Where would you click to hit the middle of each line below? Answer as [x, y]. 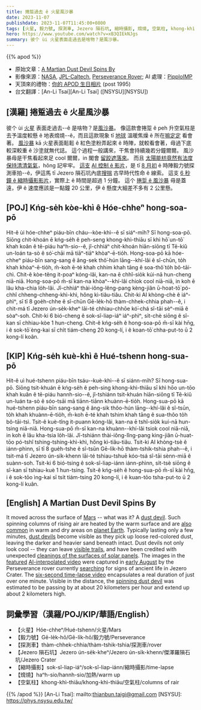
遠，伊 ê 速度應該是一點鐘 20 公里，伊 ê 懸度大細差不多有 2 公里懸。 [91, 188]
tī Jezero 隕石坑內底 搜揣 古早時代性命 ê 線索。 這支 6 [118, 173]
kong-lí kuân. [22, 484]
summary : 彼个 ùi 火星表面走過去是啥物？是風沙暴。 [64, 40]
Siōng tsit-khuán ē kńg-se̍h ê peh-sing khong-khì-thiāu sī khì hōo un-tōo [105, 388]
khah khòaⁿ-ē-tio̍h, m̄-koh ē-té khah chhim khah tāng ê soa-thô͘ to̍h [90, 267]
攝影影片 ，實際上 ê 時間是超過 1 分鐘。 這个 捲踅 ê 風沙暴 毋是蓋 [107, 180]
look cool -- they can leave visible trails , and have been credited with [91, 549]
